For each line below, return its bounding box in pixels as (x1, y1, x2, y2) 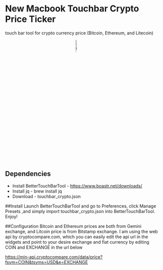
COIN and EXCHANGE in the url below (5, 244, 83, 250)
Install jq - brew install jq (12, 188, 62, 194)
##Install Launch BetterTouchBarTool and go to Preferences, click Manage (5, 203, 157, 209)
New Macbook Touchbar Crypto (5, 3, 139, 14)
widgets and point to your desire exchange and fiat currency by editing (5, 239, 150, 245)
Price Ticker (5, 13, 56, 25)
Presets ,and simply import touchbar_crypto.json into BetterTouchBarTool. (5, 208, 156, 214)
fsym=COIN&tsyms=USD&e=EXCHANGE (5, 259, 88, 265)
